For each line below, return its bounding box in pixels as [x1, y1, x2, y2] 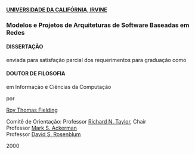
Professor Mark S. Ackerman [6, 124, 78, 131]
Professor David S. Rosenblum [6, 130, 81, 138]
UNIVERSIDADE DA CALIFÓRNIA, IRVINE [6, 6, 107, 13]
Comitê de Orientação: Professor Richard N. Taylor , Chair [6, 118, 147, 125]
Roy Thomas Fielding [6, 106, 58, 113]
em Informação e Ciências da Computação [6, 83, 112, 90]
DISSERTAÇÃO [6, 43, 44, 50]
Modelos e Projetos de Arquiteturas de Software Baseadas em [6, 21, 190, 29]
